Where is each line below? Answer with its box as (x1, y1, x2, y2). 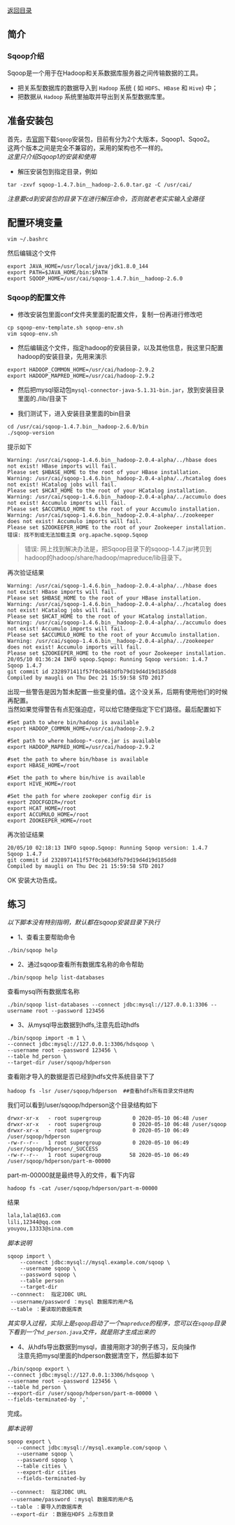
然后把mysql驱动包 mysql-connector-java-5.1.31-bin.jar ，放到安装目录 (17, 385, 225, 394)
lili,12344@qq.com (7, 1219, 61, 1226)
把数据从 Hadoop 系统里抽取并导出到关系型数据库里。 (17, 92, 169, 100)
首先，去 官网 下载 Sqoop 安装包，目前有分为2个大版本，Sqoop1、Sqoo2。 (7, 135, 214, 143)
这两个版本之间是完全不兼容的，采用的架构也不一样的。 (7, 143, 166, 152)
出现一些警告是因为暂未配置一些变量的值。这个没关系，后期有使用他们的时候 (7, 687, 228, 696)
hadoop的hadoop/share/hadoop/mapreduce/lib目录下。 (24, 553, 186, 562)
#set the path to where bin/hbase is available (7, 756, 149, 763)
